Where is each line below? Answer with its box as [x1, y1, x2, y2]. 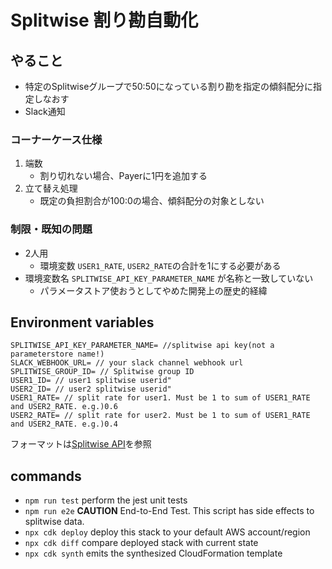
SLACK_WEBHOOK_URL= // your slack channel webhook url [10, 358, 244, 368]
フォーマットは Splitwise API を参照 [10, 438, 152, 450]
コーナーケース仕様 [10, 132, 103, 146]
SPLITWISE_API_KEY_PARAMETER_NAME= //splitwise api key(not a [10, 341, 275, 351]
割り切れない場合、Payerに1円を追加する [39, 170, 208, 182]
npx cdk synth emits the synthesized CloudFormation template [24, 547, 283, 560]
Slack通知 [24, 106, 66, 117]
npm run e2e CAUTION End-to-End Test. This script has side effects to [24, 505, 315, 517]
